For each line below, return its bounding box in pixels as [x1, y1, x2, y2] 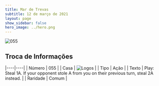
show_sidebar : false [5, 20, 47, 26]
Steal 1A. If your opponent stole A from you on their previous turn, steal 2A [5, 70, 154, 76]
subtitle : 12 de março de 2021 [5, 12, 68, 16]
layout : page [5, 16, 32, 21]
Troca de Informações [5, 52, 73, 60]
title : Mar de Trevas [5, 7, 49, 12]
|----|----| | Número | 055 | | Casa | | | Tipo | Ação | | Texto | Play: [5, 65, 154, 71]
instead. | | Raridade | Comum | [5, 75, 67, 81]
